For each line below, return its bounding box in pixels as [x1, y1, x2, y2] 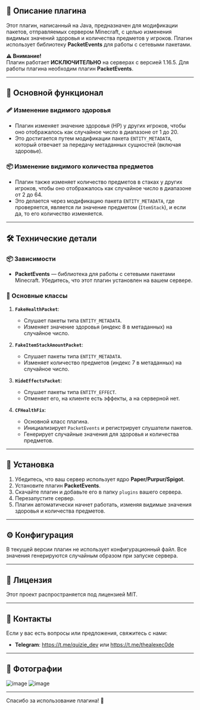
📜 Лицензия [6, 575, 52, 585]
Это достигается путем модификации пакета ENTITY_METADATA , [14, 135, 173, 142]
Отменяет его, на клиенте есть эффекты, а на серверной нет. [23, 395, 180, 402]
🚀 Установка [6, 460, 55, 470]
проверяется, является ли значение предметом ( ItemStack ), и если [14, 203, 186, 210]
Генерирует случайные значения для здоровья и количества [23, 430, 179, 438]
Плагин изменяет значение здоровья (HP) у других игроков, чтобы [14, 122, 186, 129]
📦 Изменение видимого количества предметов [6, 162, 154, 170]
